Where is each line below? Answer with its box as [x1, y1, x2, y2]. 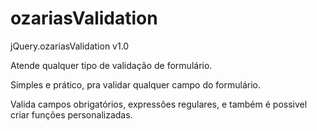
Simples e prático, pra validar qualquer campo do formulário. [10, 78, 262, 91]
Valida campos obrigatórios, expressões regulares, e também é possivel [10, 98, 308, 110]
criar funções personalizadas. [10, 108, 133, 121]
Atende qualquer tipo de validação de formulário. [10, 59, 213, 71]
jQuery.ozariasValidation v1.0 [10, 40, 130, 52]
